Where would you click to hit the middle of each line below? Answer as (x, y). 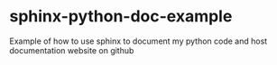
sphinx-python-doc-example (121, 16)
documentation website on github (72, 50)
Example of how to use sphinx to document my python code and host (138, 41)
